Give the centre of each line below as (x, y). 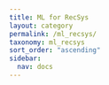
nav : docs (35, 67)
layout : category (41, 26)
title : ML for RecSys (49, 17)
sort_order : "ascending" (55, 50)
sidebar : (25, 58)
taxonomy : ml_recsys (47, 42)
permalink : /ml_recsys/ (53, 34)
